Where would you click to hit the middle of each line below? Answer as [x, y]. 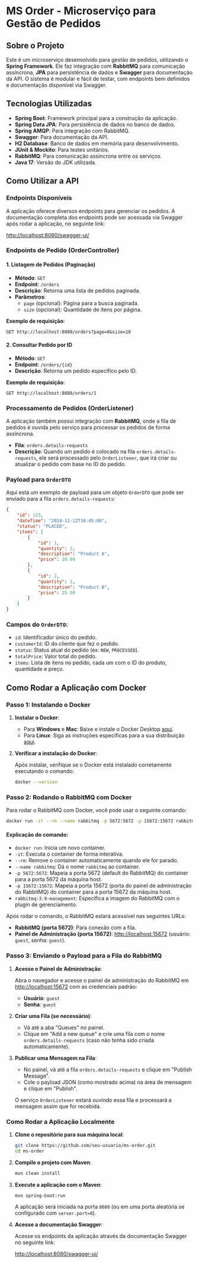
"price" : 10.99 [57, 560]
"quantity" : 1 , [57, 582]
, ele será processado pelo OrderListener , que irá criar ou [107, 458]
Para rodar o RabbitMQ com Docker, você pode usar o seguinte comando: [96, 810]
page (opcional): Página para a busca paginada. [81, 303]
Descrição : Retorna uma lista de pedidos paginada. [78, 290]
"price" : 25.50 [57, 593]
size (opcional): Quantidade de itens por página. [83, 309]
